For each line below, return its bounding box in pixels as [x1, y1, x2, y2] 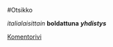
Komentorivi [7, 32, 42, 41]
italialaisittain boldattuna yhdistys [7, 19, 107, 27]
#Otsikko [7, 6, 33, 14]
